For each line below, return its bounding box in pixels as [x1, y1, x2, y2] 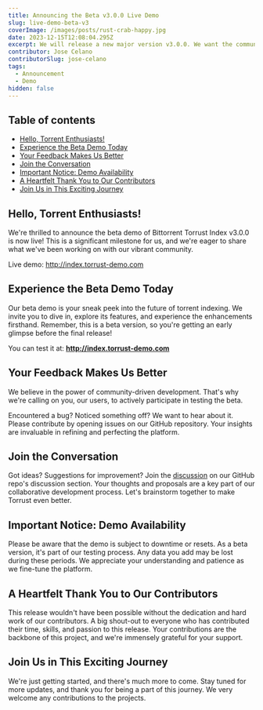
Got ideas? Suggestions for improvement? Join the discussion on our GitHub [8, 471, 255, 480]
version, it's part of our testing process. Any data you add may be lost [8, 548, 233, 557]
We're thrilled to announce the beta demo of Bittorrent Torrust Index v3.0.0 [8, 228, 250, 237]
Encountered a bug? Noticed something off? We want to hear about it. [8, 410, 233, 420]
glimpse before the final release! [8, 328, 113, 337]
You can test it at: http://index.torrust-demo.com [8, 343, 170, 353]
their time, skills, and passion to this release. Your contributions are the [8, 624, 237, 634]
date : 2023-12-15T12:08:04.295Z [8, 33, 113, 42]
